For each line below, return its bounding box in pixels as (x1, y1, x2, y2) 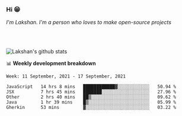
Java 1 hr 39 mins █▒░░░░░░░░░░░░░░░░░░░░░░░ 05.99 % (6, 99, 177, 105)
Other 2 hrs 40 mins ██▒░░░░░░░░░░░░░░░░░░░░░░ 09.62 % (6, 94, 177, 100)
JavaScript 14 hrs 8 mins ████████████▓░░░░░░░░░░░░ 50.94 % (6, 84, 177, 90)
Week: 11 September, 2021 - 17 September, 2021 (6, 73, 126, 79)
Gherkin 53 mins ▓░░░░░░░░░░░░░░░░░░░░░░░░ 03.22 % (6, 105, 177, 111)
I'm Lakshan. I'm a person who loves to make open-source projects (6, 19, 172, 26)
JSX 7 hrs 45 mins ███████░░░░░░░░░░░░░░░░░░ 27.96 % (6, 89, 177, 95)
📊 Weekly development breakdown (6, 60, 96, 67)
